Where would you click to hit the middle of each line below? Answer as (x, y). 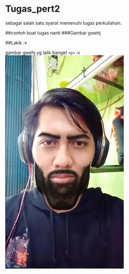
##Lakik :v (16, 43)
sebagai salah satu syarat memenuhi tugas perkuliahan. (63, 23)
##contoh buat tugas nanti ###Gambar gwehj (53, 33)
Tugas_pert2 (33, 9)
